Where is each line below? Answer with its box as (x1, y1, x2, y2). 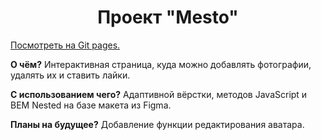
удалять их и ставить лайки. (10, 69, 131, 81)
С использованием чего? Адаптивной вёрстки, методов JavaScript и (10, 88, 308, 100)
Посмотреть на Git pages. (10, 39, 121, 51)
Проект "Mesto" (97, 6, 239, 29)
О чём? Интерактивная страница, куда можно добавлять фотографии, (10, 58, 312, 70)
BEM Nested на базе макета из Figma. (10, 99, 172, 111)
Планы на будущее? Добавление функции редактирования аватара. (10, 118, 305, 130)
